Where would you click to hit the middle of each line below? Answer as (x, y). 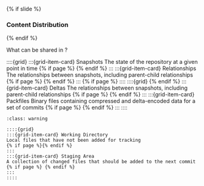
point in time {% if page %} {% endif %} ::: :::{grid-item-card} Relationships (101, 68)
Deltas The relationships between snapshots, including (119, 88)
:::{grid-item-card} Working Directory (57, 135)
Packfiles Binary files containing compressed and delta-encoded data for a (101, 101)
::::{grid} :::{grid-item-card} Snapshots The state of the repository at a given (102, 62)
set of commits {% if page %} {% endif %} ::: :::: (67, 107)
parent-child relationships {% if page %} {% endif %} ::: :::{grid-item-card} (100, 95)
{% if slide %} (24, 9)
